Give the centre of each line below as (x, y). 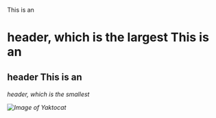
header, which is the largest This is (108, 38)
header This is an (45, 77)
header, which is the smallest (48, 94)
